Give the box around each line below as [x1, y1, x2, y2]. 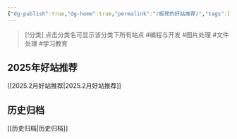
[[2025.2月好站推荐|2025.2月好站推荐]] [7, 81, 121, 90]
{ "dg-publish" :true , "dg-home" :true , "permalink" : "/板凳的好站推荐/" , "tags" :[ [7, 10, 231, 18]
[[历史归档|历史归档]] [7, 124, 68, 133]
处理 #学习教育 [24, 39, 68, 48]
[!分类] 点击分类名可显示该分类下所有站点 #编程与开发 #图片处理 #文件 [24, 30, 229, 39]
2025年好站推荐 [7, 62, 78, 74]
